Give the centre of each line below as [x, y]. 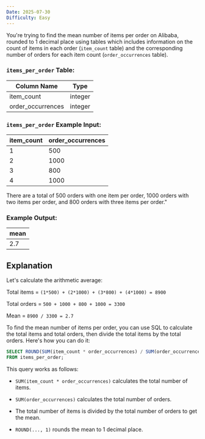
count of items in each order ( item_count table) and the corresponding [95, 48]
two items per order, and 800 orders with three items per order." [87, 202]
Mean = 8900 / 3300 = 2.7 [40, 316]
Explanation [30, 265]
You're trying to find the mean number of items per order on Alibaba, [92, 35]
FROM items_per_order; [35, 358]
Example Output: [32, 218]
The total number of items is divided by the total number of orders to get [106, 411]
